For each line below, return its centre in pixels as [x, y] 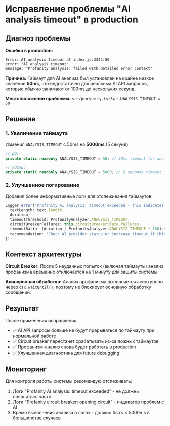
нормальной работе [34, 336]
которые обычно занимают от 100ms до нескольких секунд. [70, 89]
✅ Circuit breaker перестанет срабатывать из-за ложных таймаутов [86, 341]
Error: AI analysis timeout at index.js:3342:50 [57, 60]
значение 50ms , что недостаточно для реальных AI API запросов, [77, 83]
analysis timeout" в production [72, 20]
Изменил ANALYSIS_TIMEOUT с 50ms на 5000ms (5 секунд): [68, 144]
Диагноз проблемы [38, 38]
